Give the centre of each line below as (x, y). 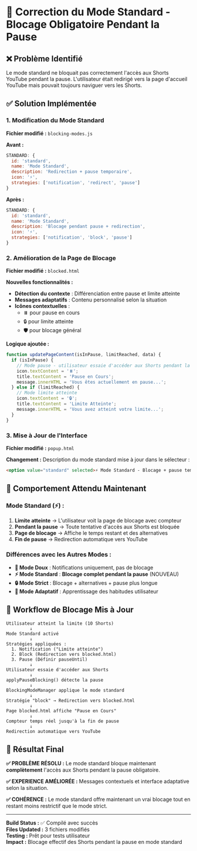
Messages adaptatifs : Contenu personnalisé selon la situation (91, 300)
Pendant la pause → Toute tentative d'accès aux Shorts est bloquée (97, 527)
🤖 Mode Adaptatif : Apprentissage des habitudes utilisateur (86, 591)
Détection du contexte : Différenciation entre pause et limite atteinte (97, 294)
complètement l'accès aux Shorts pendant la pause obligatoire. (83, 770)
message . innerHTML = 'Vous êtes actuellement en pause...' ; (91, 382)
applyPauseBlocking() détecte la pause (55, 680)
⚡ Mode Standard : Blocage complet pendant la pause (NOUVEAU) (97, 574)
